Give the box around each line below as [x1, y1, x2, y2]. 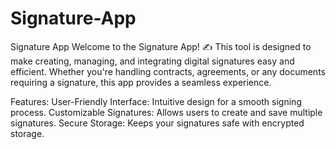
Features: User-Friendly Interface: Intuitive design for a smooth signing [10, 95, 302, 107]
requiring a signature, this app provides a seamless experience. [10, 76, 272, 88]
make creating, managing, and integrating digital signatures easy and [10, 55, 295, 67]
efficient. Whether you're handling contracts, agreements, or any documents [10, 65, 326, 77]
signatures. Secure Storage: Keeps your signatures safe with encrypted [10, 117, 305, 129]
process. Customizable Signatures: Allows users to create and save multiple [10, 106, 323, 118]
